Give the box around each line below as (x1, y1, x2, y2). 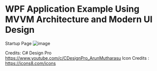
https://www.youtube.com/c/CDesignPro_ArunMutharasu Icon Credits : (5, 55, 149, 61)
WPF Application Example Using (5, 3, 140, 15)
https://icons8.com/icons (5, 60, 56, 66)
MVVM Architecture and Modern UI (5, 14, 153, 25)
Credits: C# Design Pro (5, 50, 52, 56)
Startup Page (5, 40, 32, 46)
